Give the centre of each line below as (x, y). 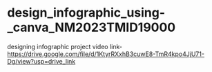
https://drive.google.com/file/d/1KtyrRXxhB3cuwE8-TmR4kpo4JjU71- (106, 54)
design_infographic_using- (86, 13)
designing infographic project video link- (65, 46)
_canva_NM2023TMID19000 (91, 27)
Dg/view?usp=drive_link (41, 61)
